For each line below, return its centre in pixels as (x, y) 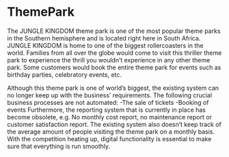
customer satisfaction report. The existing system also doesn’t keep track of (114, 124)
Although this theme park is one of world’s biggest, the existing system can (113, 88)
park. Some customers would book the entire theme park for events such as (114, 67)
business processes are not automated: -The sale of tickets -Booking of (108, 102)
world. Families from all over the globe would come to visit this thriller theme (114, 53)
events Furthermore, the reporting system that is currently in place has (107, 110)
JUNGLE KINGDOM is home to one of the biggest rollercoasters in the (105, 45)
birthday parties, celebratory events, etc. (64, 74)
